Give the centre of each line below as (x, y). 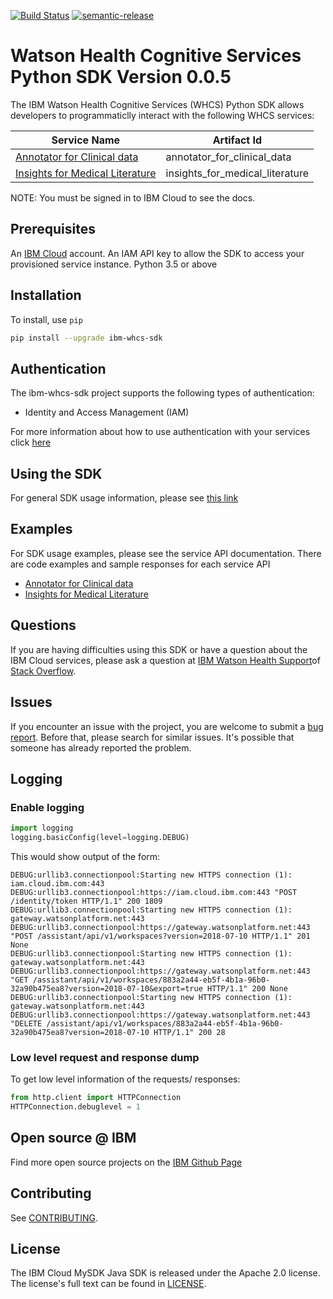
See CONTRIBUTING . (54, 1217)
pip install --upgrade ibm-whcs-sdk (86, 338)
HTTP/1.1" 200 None (247, 988)
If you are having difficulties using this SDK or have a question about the (159, 649)
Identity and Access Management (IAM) (107, 412)
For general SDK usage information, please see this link (124, 498)
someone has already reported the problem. (101, 747)
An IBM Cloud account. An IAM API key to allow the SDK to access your (157, 253)
